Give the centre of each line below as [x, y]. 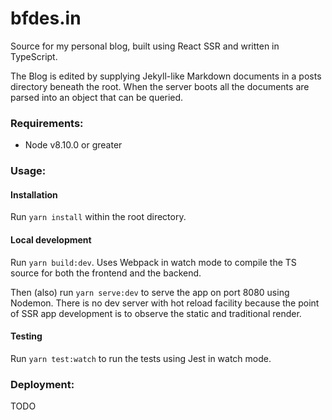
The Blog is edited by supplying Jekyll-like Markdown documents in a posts [166, 76]
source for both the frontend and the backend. [106, 273]
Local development [51, 239]
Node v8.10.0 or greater [73, 145]
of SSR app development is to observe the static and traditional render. [156, 313]
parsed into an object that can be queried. [97, 97]
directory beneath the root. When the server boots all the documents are [160, 86]
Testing [26, 336]
